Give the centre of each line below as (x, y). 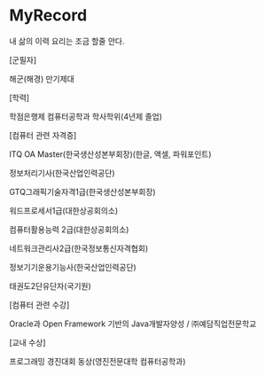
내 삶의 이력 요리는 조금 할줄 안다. (67, 41)
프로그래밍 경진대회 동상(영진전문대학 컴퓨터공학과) (97, 361)
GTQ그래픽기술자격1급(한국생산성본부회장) (83, 191)
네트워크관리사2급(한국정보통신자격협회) (79, 248)
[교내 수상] (27, 342)
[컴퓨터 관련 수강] (39, 305)
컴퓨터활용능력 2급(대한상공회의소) (69, 229)
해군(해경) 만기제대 (42, 78)
